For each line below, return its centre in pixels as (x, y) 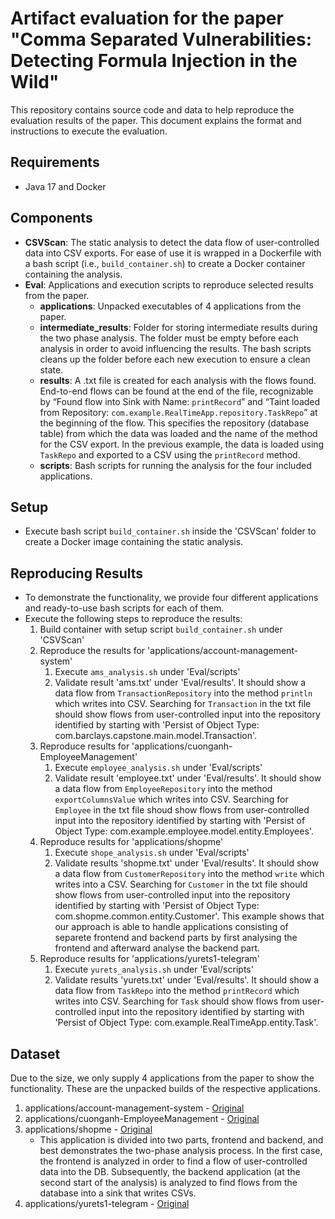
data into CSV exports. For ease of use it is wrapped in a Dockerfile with (173, 253)
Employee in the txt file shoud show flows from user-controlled (182, 810)
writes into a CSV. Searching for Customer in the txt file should (181, 884)
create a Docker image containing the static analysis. (134, 542)
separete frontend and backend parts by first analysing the (176, 938)
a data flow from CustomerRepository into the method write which (189, 874)
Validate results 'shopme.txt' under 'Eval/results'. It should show (187, 863)
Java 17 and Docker (65, 186)
